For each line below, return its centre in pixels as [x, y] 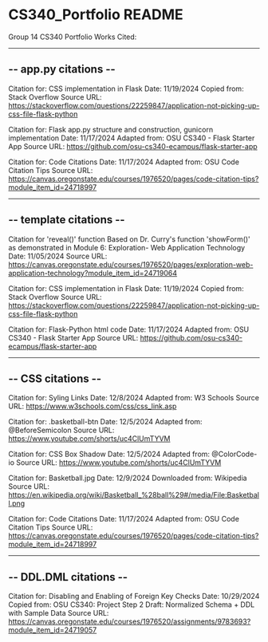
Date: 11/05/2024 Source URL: [58, 256]
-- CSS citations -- [55, 378]
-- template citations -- [67, 220]
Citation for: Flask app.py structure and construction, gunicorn [111, 129]
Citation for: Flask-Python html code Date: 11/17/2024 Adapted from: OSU [129, 329]
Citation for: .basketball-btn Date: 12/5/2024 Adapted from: [105, 422]
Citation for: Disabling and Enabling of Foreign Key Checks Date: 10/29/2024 [134, 597]
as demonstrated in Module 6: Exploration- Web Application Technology [127, 247]
